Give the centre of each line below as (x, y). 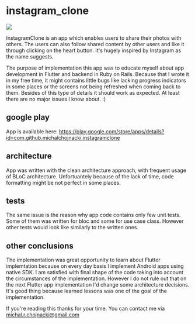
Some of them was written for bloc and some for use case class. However (95, 221)
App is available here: (32, 131)
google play (28, 117)
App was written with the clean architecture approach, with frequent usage (96, 170)
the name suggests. (30, 56)
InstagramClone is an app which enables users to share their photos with (94, 38)
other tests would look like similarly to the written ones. (72, 228)
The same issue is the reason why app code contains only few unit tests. (93, 215)
